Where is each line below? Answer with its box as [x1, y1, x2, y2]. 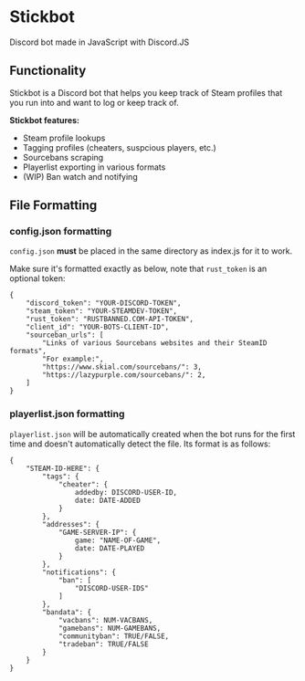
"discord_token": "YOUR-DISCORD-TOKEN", [26, 299, 182, 308]
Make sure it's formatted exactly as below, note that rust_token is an [9, 263, 268, 275]
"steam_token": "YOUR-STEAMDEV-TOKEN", [26, 307, 178, 316]
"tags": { [42, 472, 79, 481]
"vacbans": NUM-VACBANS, [58, 615, 153, 624]
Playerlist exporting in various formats [22, 162, 166, 173]
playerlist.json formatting [9, 408, 125, 421]
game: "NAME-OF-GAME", [74, 536, 162, 545]
